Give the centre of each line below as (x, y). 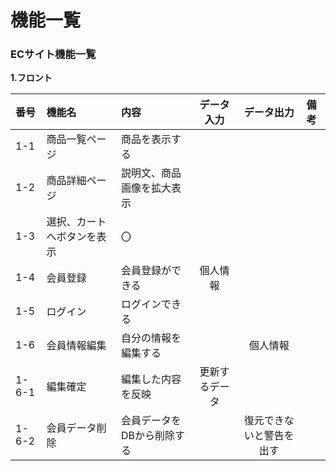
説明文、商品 (151, 173)
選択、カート (76, 222)
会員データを (151, 421)
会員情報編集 (76, 346)
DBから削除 (147, 436)
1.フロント (31, 78)
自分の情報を (151, 338)
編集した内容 (151, 379)
